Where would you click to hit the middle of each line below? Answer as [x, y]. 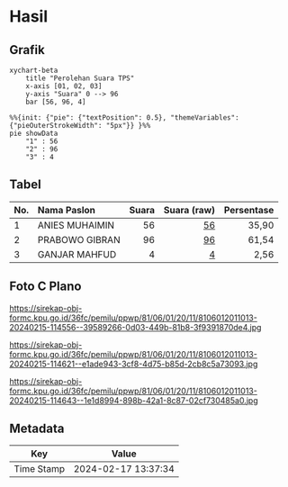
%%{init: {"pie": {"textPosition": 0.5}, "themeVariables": [125, 118]
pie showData [34, 133]
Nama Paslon [67, 210]
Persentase [249, 210]
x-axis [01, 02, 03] [64, 86]
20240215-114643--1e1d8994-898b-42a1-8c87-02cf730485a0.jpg [134, 400]
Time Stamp [40, 469]
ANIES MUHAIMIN [76, 225]
